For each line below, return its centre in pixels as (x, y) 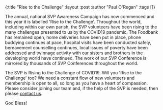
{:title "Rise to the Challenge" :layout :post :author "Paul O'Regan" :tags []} (80, 7)
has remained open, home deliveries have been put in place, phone (73, 37)
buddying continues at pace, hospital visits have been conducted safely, (78, 43)
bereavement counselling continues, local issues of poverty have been (77, 48)
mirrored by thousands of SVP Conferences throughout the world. (72, 63)
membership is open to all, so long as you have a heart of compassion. (77, 83)
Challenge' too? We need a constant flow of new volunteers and (70, 78)
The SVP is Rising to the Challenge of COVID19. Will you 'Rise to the (74, 73)
